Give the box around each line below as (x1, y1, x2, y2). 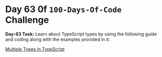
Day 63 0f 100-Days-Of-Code (5, 4, 122, 15)
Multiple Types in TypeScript (5, 46, 65, 52)
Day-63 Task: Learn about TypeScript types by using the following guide (5, 31, 157, 37)
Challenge (5, 14, 49, 26)
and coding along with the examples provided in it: (5, 36, 110, 42)
